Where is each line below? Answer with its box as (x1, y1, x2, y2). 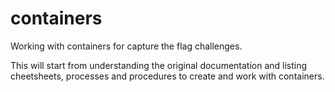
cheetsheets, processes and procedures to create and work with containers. (10, 70, 325, 82)
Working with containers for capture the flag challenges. (10, 40, 243, 52)
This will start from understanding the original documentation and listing (10, 59, 308, 71)
